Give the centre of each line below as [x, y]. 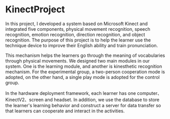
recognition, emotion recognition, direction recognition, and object [75, 34]
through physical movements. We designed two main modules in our [78, 61]
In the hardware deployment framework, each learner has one [71, 93]
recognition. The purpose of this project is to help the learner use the [78, 40]
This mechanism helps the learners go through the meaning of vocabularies [85, 55]
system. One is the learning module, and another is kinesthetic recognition [84, 66]
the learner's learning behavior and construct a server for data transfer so [83, 105]
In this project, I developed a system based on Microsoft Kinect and [77, 24]
